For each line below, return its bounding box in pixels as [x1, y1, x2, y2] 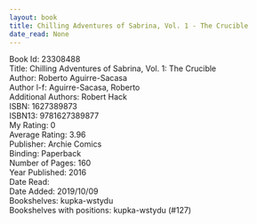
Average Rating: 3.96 [9, 130, 86, 140]
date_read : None [9, 29, 69, 38]
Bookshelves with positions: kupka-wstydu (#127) [9, 205, 192, 216]
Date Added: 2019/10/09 [9, 186, 99, 196]
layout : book [9, 12, 58, 22]
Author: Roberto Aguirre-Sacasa [9, 73, 127, 84]
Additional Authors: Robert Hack [9, 92, 127, 102]
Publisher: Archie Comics [9, 139, 102, 149]
